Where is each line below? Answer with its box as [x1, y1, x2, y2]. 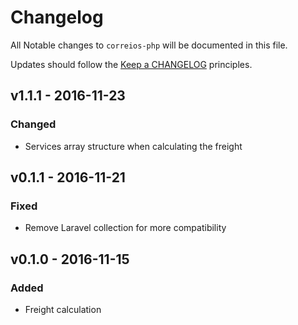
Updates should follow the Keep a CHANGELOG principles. [10, 58, 253, 70]
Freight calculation [24, 304, 102, 315]
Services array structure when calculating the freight [24, 140, 243, 152]
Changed [10, 117, 57, 131]
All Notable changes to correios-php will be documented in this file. [10, 39, 288, 51]
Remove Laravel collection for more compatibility [24, 222, 227, 234]
